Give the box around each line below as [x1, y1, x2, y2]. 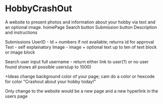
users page [5, 93, 28, 99]
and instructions [5, 29, 37, 35]
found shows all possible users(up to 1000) [5, 64, 91, 70]
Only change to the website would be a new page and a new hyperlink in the [5, 88, 158, 94]
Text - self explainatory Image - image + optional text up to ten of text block [5, 44, 157, 50]
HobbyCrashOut [5, 3, 72, 14]
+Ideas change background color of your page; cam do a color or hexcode [5, 73, 155, 79]
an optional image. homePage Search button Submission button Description [5, 24, 157, 30]
